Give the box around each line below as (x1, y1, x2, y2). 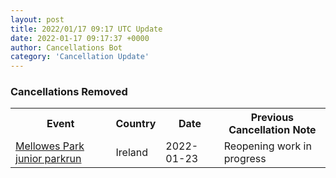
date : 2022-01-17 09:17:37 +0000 (10, 33, 150, 43)
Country (115, 117, 157, 131)
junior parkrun (15, 152, 82, 166)
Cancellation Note (228, 123, 317, 137)
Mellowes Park (15, 139, 85, 153)
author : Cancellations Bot (10, 42, 123, 53)
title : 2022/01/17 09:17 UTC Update (10, 24, 163, 34)
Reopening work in (223, 139, 312, 153)
